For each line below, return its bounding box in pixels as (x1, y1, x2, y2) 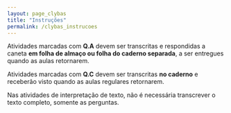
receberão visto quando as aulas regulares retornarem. (7, 78, 164, 86)
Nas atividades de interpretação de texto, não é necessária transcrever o (7, 91, 216, 99)
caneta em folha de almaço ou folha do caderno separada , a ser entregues (7, 49, 224, 58)
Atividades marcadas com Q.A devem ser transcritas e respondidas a (7, 42, 206, 51)
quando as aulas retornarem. (7, 57, 89, 65)
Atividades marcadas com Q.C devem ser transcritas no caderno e (7, 70, 198, 78)
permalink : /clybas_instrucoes (7, 23, 98, 30)
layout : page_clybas (7, 10, 67, 17)
